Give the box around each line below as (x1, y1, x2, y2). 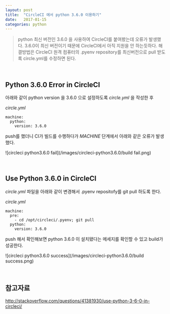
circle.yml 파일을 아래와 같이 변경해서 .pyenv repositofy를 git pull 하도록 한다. (5, 188, 161, 194)
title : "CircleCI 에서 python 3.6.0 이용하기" (5, 12, 102, 17)
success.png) (5, 258, 34, 264)
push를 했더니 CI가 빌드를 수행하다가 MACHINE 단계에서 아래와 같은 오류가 (5, 133, 155, 139)
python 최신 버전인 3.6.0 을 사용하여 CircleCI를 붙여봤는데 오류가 (17, 36, 148, 42)
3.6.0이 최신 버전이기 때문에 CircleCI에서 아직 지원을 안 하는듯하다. (24, 43, 158, 49)
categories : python (5, 21, 47, 27)
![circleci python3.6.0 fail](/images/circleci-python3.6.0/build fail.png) (5, 150, 152, 156)
